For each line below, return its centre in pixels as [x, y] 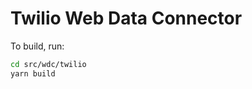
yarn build [33, 73]
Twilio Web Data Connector [126, 18]
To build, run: [37, 46]
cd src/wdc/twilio [48, 64]
